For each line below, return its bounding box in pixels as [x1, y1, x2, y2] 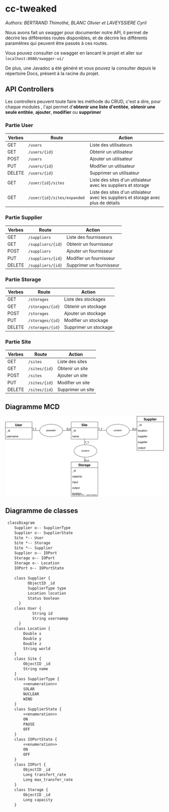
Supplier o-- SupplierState [14, 530, 73, 535]
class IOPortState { [14, 737, 57, 742]
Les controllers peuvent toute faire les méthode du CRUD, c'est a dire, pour [5, 98, 161, 104]
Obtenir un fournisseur [66, 241, 113, 247]
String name [23, 666, 49, 671]
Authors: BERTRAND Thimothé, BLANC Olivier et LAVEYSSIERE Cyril [5, 20, 147, 26]
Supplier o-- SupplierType [14, 525, 71, 530]
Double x [23, 631, 42, 636]
